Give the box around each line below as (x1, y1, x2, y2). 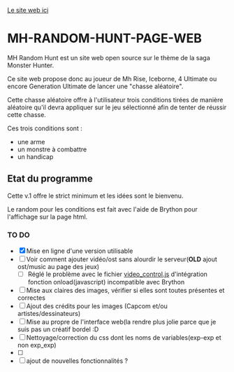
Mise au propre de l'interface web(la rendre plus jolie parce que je (26, 318, 217, 326)
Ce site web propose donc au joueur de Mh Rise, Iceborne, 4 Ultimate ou (7, 74, 217, 83)
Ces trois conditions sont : (7, 124, 82, 132)
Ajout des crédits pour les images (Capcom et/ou (26, 302, 168, 310)
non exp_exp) (17, 341, 57, 350)
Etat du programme (7, 173, 93, 185)
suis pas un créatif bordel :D (17, 325, 99, 333)
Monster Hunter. (7, 61, 54, 69)
